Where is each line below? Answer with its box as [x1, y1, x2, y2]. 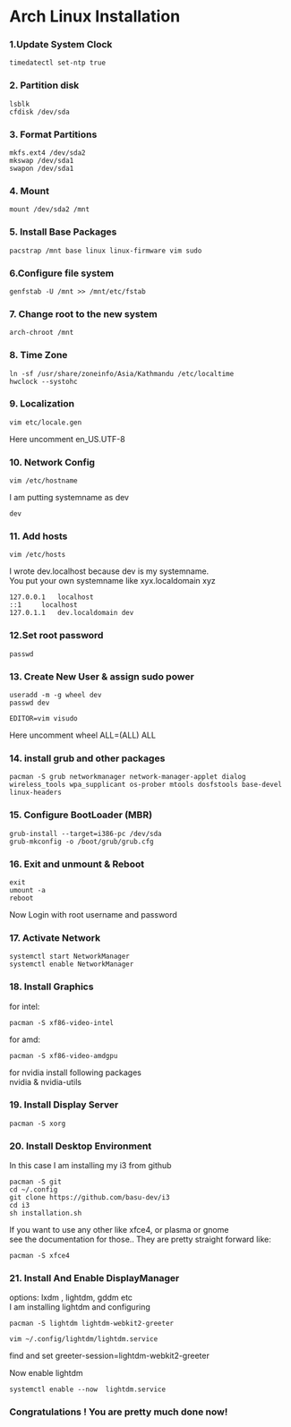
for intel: [9, 1001, 40, 1012]
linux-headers [9, 788, 63, 798]
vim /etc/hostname [9, 476, 78, 485]
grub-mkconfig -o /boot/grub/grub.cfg [9, 837, 154, 846]
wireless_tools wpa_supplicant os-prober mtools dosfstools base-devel [9, 781, 282, 790]
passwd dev [9, 698, 50, 708]
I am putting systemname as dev [9, 492, 130, 503]
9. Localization [9, 397, 74, 410]
